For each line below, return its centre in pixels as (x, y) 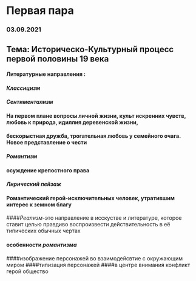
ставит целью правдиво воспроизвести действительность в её (88, 225)
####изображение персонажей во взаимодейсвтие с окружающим (95, 258)
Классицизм (23, 88)
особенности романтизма (42, 245)
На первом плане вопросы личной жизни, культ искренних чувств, (96, 115)
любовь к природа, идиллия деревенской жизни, (72, 122)
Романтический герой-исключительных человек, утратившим (90, 198)
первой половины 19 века (58, 59)
